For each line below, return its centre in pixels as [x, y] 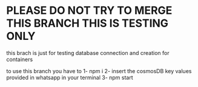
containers [20, 59]
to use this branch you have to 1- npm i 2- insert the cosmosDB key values [99, 71]
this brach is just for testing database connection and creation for [88, 53]
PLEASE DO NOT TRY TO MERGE [89, 11]
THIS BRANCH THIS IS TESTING [87, 23]
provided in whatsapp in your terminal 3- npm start [70, 77]
